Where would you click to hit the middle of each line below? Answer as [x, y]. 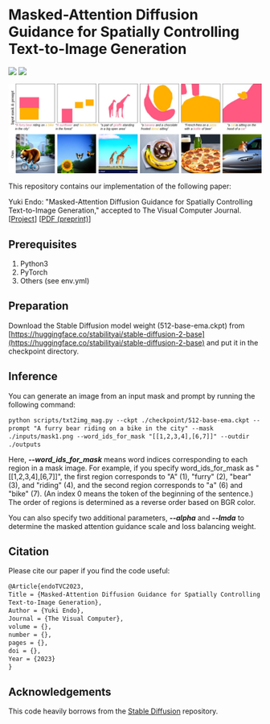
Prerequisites [43, 244]
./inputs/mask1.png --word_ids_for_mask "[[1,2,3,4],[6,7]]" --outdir [129, 436]
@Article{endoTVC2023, [46, 587]
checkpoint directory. [44, 351]
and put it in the [232, 342]
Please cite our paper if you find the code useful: [89, 571]
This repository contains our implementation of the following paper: [120, 186]
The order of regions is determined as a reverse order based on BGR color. [132, 502]
